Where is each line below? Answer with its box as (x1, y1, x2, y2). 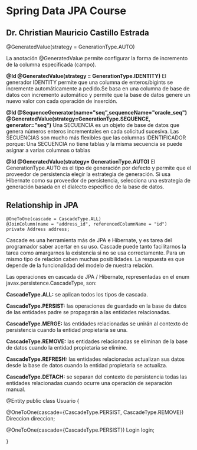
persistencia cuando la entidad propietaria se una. (6, 326, 128, 333)
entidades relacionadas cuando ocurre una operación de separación (6, 379, 173, 386)
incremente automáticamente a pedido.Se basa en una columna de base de (6, 85, 190, 92)
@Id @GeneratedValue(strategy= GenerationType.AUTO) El (6, 158, 156, 165)
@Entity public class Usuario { (6, 397, 80, 404)
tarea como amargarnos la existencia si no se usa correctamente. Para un (6, 249, 185, 256)
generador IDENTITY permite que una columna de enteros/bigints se (6, 79, 173, 86)
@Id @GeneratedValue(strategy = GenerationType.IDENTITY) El (6, 73, 167, 79)
